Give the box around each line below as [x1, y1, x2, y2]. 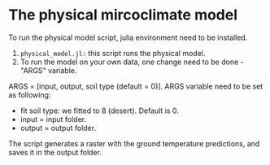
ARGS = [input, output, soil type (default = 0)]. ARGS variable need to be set [8, 81, 263, 91]
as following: [8, 89, 51, 99]
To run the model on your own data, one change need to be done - [20, 57, 244, 67]
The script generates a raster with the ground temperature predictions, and [8, 138, 260, 148]
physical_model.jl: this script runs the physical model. [20, 48, 206, 58]
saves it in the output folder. [8, 147, 102, 157]
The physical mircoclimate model [8, 6, 238, 24]
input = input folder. [20, 114, 87, 124]
